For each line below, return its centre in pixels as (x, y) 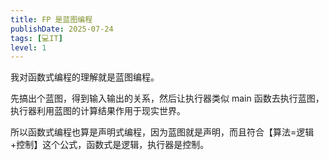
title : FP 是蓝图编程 (51, 19)
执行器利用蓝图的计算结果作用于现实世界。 (98, 111)
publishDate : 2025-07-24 (62, 29)
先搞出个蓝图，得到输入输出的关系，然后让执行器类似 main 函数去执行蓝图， (167, 98)
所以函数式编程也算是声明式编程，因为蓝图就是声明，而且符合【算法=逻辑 (162, 132)
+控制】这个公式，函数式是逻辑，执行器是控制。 (110, 145)
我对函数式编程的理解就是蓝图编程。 (85, 77)
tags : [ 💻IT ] (36, 38)
